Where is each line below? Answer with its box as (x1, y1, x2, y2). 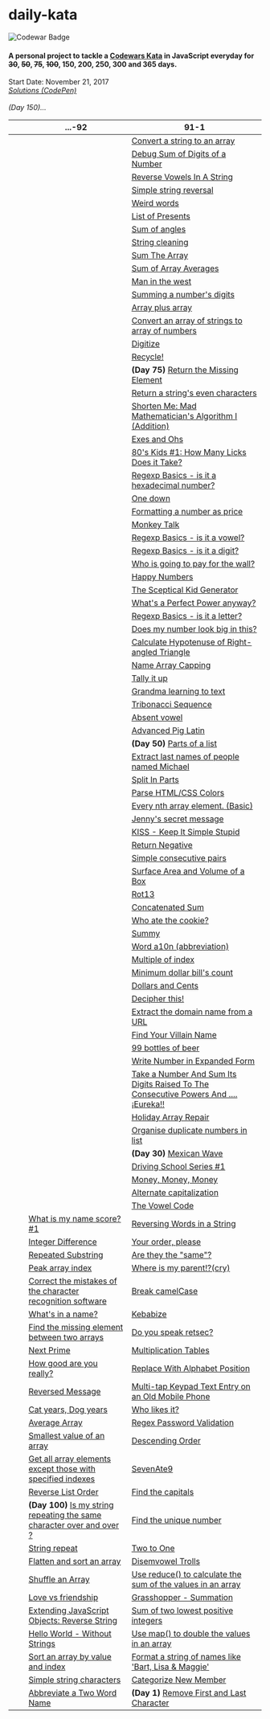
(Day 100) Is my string (28, 1500, 114, 1511)
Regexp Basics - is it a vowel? (131, 532, 245, 543)
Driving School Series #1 (131, 1161, 226, 1173)
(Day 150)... (8, 103, 47, 113)
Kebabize (131, 1308, 167, 1320)
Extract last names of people (131, 751, 239, 763)
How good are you (28, 1358, 98, 1369)
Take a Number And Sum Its (131, 1069, 237, 1080)
